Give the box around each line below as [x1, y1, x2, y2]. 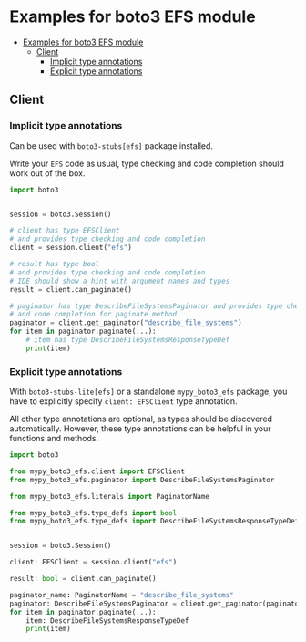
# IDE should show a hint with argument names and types [9, 276, 230, 285]
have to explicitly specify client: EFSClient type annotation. [9, 396, 238, 407]
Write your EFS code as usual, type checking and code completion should [9, 158, 285, 169]
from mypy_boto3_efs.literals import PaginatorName [9, 492, 209, 501]
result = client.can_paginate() [9, 285, 132, 294]
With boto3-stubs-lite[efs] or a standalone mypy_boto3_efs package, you [9, 386, 288, 398]
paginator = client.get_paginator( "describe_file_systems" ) [9, 318, 243, 327]
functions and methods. [9, 433, 99, 444]
